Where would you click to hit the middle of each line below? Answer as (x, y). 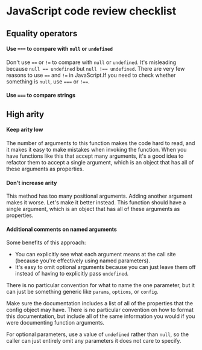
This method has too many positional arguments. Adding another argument (99, 196)
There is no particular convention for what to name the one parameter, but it (100, 285)
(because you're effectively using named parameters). (83, 261)
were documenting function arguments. (55, 323)
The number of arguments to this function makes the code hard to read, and (101, 143)
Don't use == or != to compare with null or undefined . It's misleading (91, 62)
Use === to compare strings (41, 96)
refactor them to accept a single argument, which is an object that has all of (100, 162)
